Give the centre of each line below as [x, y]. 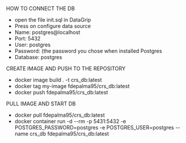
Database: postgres [38, 57]
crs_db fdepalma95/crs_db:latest [70, 134]
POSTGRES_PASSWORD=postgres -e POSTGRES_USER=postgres [94, 127]
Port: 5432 [28, 38]
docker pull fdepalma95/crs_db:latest [60, 115]
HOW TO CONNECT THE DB [40, 8]
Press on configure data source [53, 26]
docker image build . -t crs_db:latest [58, 80]
